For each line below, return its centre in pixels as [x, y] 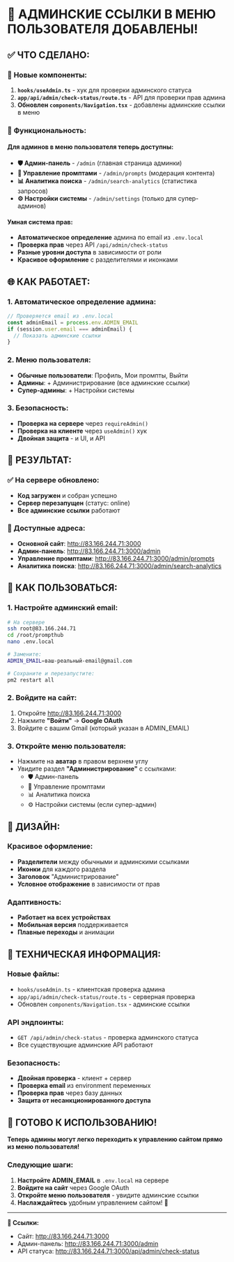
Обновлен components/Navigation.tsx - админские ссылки [103, 1004]
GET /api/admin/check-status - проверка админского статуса [108, 1038]
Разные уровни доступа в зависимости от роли [89, 252]
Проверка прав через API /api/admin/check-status [93, 245]
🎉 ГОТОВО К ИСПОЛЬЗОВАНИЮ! [82, 1123]
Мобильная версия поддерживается [73, 925]
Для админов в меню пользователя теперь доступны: [91, 147]
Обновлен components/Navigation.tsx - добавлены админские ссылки [121, 105]
